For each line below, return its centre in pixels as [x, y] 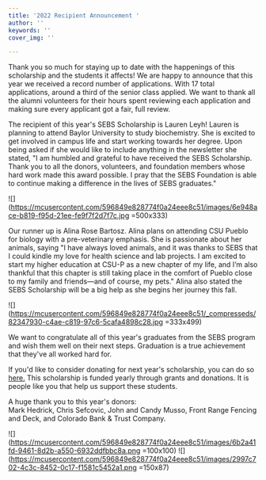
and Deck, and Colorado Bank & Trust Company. [87, 419]
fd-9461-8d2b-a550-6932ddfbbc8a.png [74, 451]
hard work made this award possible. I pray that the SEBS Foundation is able [133, 175]
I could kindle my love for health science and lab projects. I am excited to [127, 256]
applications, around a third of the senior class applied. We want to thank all [132, 93]
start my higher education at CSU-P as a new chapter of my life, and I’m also [133, 265]
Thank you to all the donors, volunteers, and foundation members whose [127, 166]
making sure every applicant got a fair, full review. [89, 109]
